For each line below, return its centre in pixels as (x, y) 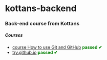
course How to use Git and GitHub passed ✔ (57, 47)
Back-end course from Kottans (42, 24)
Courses (14, 35)
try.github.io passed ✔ (35, 52)
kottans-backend (41, 8)
